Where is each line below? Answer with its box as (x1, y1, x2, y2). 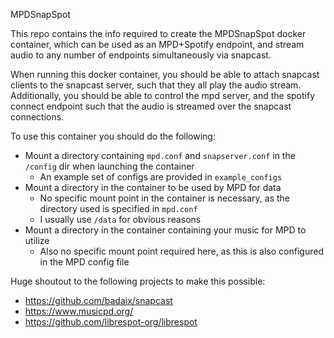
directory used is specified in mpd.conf (39, 203, 198, 214)
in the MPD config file (39, 256, 130, 268)
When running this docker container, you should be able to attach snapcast (10, 69, 320, 80)
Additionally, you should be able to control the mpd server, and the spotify (10, 90, 316, 101)
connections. (10, 111, 65, 123)
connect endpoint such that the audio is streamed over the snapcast (10, 100, 292, 112)
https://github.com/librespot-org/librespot (24, 316, 198, 328)
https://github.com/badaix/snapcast (24, 295, 173, 306)
